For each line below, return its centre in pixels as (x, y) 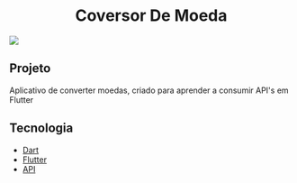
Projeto (30, 69)
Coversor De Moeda (151, 16)
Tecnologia (41, 128)
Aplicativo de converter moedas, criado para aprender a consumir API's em (149, 90)
